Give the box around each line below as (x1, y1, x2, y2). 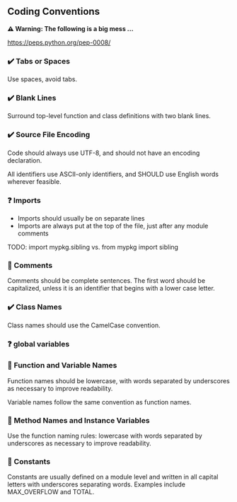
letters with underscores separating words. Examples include (7, 480, 186, 489)
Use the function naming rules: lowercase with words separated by (7, 431, 203, 440)
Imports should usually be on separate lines (17, 214, 145, 222)
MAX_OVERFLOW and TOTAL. (7, 488, 95, 496)
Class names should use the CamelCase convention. (7, 321, 161, 329)
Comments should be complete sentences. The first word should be (7, 276, 206, 285)
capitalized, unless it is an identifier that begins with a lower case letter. (7, 284, 216, 293)
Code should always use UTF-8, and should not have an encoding (7, 148, 200, 157)
